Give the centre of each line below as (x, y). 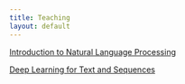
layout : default (40, 26)
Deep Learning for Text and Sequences (83, 70)
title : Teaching (40, 18)
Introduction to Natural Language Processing (92, 51)
